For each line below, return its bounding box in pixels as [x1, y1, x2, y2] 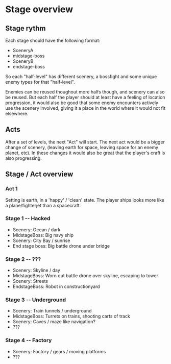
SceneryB [12, 58, 34, 64]
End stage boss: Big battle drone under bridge [12, 242, 110, 249]
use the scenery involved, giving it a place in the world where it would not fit [5, 105, 166, 111]
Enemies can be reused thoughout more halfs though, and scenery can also [5, 89, 165, 95]
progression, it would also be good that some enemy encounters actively [5, 100, 159, 106]
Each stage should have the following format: [5, 37, 101, 43]
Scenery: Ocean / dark [12, 226, 61, 233]
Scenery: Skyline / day [12, 267, 60, 274]
